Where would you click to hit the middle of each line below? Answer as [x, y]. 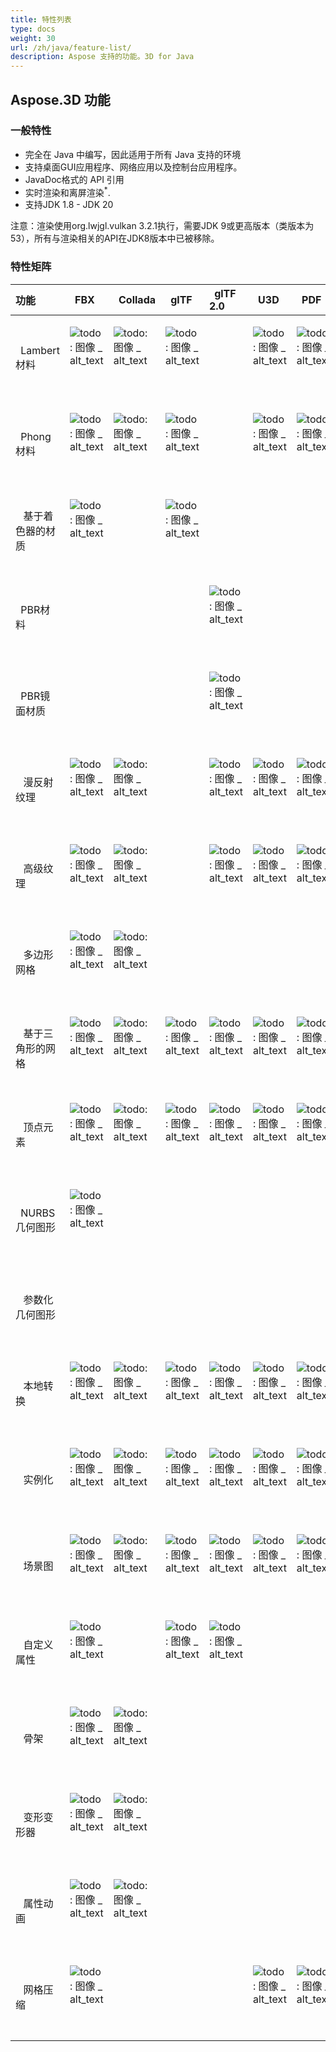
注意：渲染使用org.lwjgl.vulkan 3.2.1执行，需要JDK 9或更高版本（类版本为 [162, 226]
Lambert [40, 350]
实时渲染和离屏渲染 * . [67, 191]
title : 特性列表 [41, 19]
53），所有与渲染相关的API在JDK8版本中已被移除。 [115, 238]
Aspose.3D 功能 [60, 99]
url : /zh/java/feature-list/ [71, 47]
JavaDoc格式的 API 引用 [74, 179]
